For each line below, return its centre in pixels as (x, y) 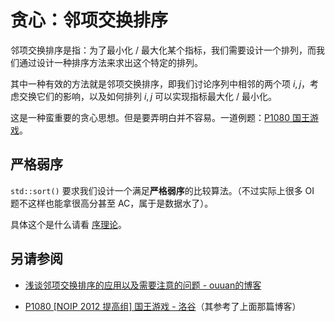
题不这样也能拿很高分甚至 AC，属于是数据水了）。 (112, 203)
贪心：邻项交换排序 (89, 20)
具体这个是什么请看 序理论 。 (68, 224)
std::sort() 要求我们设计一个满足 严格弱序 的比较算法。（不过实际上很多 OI (162, 190)
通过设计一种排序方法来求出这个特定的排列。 (110, 62)
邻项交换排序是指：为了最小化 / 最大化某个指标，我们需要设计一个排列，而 (163, 50)
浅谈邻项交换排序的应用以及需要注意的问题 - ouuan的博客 (143, 285)
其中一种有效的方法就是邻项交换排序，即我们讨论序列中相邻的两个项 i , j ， (160, 83)
